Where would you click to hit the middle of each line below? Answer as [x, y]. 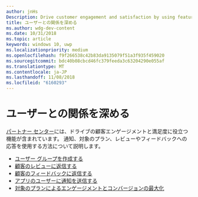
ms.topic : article [29, 39]
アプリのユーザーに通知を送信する [56, 180]
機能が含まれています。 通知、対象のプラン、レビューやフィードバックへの [97, 139]
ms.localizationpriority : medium [47, 50]
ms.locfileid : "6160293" [37, 83]
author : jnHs [22, 12]
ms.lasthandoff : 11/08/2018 [41, 77]
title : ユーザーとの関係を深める [42, 22]
